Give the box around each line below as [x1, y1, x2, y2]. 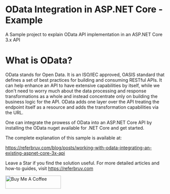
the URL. [5, 109, 24, 115]
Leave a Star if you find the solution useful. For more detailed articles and [5, 160, 160, 166]
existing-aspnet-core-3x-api [5, 150, 65, 156]
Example [5, 14, 43, 26]
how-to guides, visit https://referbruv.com [5, 165, 93, 172]
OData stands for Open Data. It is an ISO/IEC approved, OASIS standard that [5, 71, 165, 78]
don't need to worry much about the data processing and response [5, 88, 147, 94]
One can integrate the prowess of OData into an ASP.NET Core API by [5, 119, 152, 126]
